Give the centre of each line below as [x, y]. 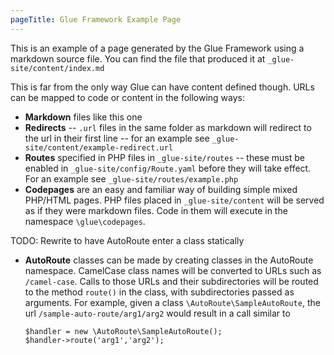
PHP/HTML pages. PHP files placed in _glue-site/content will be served [174, 200]
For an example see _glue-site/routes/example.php [131, 178]
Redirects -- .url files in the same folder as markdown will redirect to [168, 127]
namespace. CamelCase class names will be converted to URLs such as [173, 270]
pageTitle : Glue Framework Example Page [96, 19]
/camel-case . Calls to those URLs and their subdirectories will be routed [171, 281]
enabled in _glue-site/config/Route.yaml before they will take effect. [168, 168]
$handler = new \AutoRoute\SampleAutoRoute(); [123, 331]
